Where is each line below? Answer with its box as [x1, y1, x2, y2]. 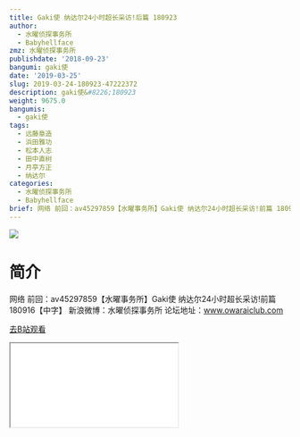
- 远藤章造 [17, 130, 53, 139]
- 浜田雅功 [17, 138, 53, 147]
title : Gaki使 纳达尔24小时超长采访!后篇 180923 [9, 13, 178, 22]
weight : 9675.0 [9, 96, 66, 105]
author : [9, 21, 38, 30]
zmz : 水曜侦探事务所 [9, 46, 77, 55]
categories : [9, 180, 54, 189]
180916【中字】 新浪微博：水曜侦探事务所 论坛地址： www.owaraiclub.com [9, 305, 284, 315]
